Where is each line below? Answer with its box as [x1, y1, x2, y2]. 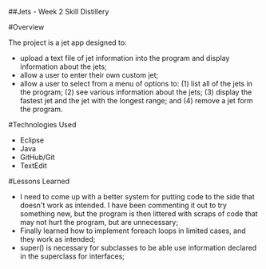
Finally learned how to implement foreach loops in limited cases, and [19, 226, 246, 235]
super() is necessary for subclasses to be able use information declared [19, 243, 257, 252]
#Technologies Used [8, 120, 77, 129]
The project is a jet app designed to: [8, 38, 127, 47]
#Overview [8, 22, 45, 31]
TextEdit [19, 161, 48, 171]
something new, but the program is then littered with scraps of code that [19, 209, 258, 219]
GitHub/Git [19, 152, 55, 162]
